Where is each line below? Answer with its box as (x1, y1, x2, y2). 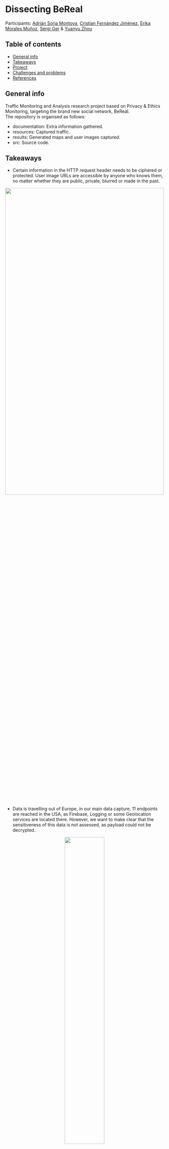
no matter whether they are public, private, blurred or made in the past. (12, 178, 160, 184)
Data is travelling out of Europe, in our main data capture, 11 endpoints (12, 806, 158, 812)
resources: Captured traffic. (12, 128, 70, 134)
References (12, 75, 37, 81)
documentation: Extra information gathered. (12, 123, 104, 129)
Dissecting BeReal (5, 4, 83, 15)
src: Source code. (12, 139, 50, 146)
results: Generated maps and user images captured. (12, 134, 121, 140)
